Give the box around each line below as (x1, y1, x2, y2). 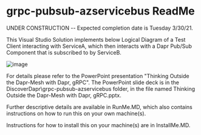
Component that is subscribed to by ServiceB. (6, 48, 121, 56)
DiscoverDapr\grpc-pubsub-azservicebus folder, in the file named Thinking (6, 85, 196, 92)
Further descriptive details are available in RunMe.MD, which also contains (6, 103, 192, 110)
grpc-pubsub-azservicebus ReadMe (6, 4, 196, 18)
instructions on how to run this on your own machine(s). (6, 110, 146, 117)
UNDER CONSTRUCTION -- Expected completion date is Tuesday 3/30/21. (6, 24, 193, 31)
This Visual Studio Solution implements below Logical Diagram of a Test (6, 36, 186, 43)
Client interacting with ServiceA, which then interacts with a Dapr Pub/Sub (6, 42, 192, 50)
